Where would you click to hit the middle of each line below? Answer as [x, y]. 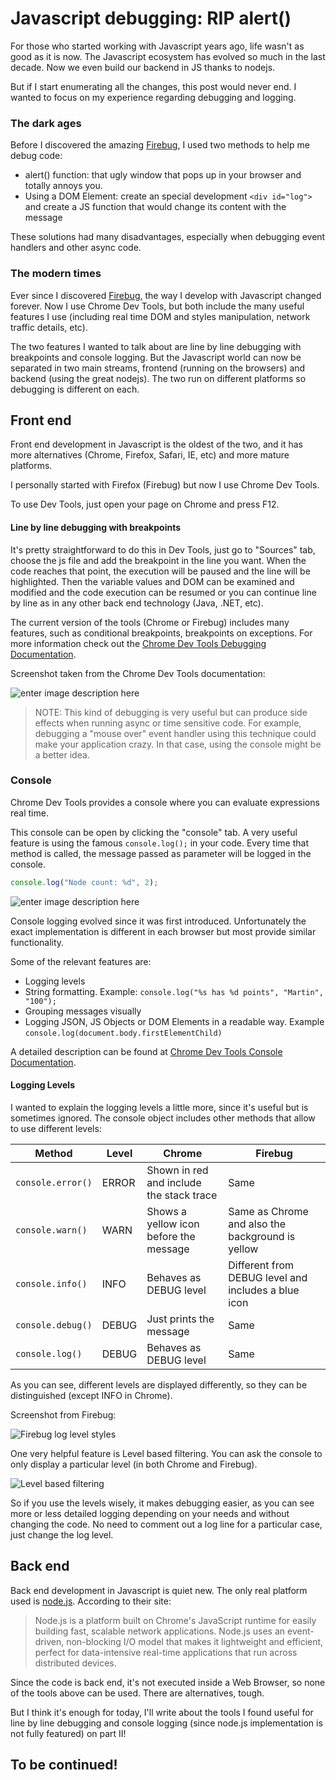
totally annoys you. [63, 186]
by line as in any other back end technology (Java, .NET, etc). [137, 603]
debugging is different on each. [75, 389]
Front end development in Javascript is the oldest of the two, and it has [157, 444]
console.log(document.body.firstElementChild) [123, 1033]
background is [262, 1236]
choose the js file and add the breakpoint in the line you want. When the [158, 560]
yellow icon [173, 1224]
